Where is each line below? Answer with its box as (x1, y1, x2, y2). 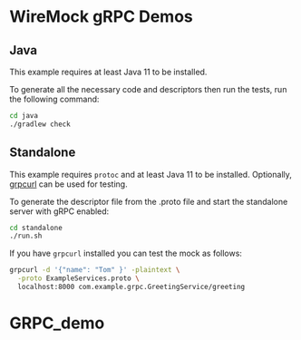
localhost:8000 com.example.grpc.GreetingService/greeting (17, 283, 246, 292)
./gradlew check (9, 120, 71, 129)
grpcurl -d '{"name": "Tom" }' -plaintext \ (9, 266, 180, 275)
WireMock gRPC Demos (9, 6, 193, 27)
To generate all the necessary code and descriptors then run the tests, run (9, 84, 287, 94)
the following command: (9, 93, 100, 104)
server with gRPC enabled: (9, 206, 110, 217)
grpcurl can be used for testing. (9, 179, 129, 189)
